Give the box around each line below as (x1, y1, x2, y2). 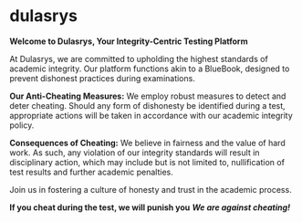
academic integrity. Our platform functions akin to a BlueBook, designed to (9, 63, 290, 74)
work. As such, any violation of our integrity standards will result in (9, 147, 260, 158)
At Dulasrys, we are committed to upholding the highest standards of (9, 53, 269, 64)
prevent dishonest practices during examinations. (9, 72, 196, 83)
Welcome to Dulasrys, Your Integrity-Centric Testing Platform (9, 36, 248, 47)
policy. (9, 120, 35, 131)
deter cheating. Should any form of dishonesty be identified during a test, (9, 100, 286, 111)
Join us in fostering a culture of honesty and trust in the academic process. (9, 184, 292, 195)
